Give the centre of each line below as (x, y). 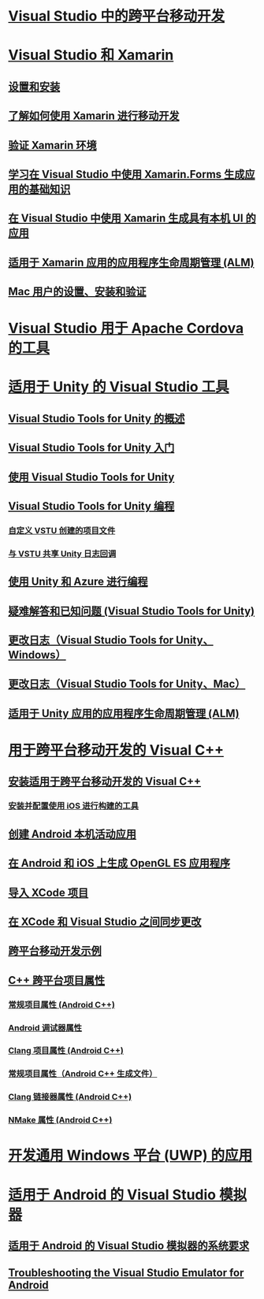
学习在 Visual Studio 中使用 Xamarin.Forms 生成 (126, 174)
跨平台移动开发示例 (55, 951)
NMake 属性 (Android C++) (60, 1120)
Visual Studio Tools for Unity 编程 (91, 506)
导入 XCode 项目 (48, 892)
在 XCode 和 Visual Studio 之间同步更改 (105, 921)
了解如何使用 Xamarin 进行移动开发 (94, 116)
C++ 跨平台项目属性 (57, 980)
